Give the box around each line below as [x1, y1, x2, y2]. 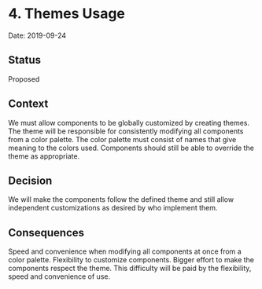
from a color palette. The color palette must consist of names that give [8, 134, 237, 144]
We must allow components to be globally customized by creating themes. [8, 118, 250, 127]
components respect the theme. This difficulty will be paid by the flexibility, [8, 264, 252, 273]
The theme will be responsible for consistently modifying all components [8, 126, 244, 136]
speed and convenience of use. [8, 272, 111, 281]
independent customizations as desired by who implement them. [8, 203, 218, 213]
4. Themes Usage [8, 5, 126, 23]
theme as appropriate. [8, 151, 80, 161]
